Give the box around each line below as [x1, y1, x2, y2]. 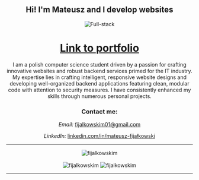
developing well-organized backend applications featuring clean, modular [9, 80, 190, 87]
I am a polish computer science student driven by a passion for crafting [12, 61, 187, 68]
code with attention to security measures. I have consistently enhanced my [8, 86, 191, 93]
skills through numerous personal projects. [47, 92, 152, 100]
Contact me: [81, 107, 118, 115]
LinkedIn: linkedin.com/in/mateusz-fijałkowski [43, 132, 156, 140]
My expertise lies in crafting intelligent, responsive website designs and [12, 74, 187, 81]
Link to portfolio [60, 42, 139, 55]
